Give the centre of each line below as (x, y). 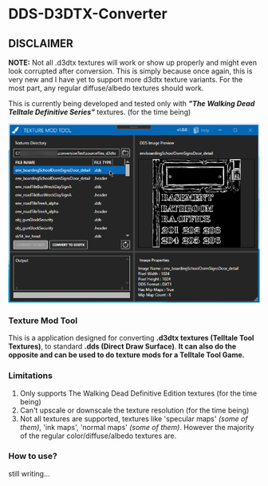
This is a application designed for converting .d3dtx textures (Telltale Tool (131, 338)
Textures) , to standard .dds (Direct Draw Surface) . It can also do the (122, 347)
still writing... (29, 473)
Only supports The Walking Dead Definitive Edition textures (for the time (138, 393)
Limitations (31, 376)
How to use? (33, 456)
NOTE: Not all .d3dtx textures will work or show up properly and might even (133, 62)
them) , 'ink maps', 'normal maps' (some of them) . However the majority (137, 427)
